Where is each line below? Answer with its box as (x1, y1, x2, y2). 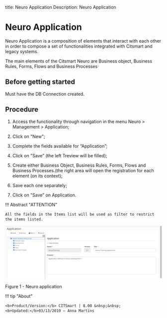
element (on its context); (12, 173, 63, 179)
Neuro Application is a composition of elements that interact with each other (5, 38, 162, 44)
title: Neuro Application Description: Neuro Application (5, 4, 116, 10)
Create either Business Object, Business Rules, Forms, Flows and (12, 162, 146, 168)
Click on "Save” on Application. (12, 192, 77, 198)
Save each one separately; (12, 182, 67, 188)
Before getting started (5, 78, 76, 86)
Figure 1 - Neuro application (5, 283, 62, 289)
